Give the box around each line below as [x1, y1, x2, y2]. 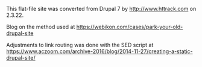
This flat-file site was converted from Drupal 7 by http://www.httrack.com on [6, 5, 197, 12]
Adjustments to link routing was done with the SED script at [6, 42, 154, 48]
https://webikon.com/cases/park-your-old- [76, 24, 183, 30]
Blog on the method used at [6, 24, 75, 30]
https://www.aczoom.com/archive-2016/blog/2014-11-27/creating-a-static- [6, 48, 193, 55]
